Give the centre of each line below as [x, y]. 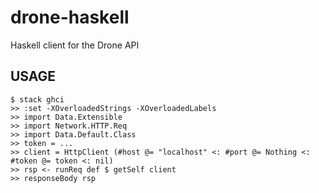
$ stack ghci [37, 99]
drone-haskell [70, 17]
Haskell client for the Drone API [75, 45]
